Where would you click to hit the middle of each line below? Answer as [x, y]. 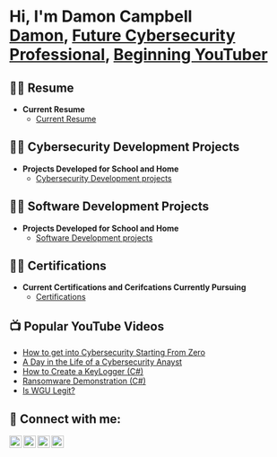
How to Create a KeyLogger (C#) [83, 372]
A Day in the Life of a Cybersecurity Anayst [102, 362]
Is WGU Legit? [49, 391]
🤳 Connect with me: [65, 419]
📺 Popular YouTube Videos [87, 326]
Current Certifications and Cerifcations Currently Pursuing [134, 287]
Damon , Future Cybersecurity [122, 35]
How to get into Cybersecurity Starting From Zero [114, 353]
